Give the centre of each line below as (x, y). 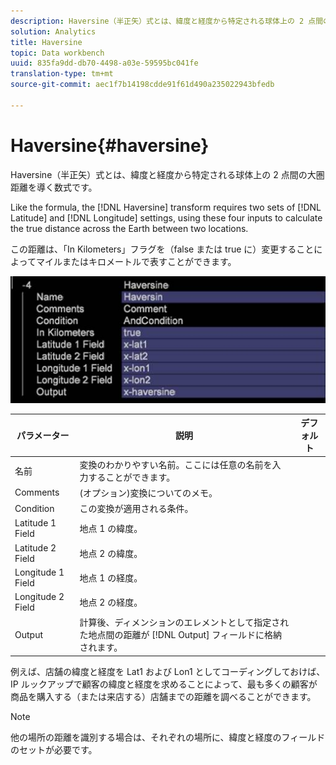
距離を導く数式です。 (54, 187)
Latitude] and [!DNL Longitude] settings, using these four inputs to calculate (166, 217)
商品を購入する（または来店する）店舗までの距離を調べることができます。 (163, 696)
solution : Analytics (53, 31)
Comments (37, 492)
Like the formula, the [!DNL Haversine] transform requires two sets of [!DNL (166, 207)
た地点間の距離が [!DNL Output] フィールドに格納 (181, 635)
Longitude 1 (39, 572)
